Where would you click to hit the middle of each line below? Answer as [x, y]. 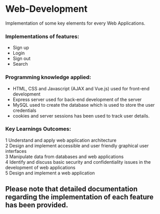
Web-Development [47, 9]
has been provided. [37, 205]
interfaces [16, 151]
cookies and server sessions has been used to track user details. [81, 115]
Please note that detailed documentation [72, 189]
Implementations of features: [42, 36]
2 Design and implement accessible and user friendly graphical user [77, 145]
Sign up [21, 48]
